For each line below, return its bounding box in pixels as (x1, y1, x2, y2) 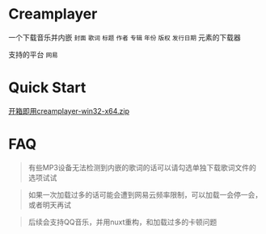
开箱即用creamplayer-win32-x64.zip (8, 106, 130, 115)
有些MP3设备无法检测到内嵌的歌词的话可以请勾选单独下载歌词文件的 (27, 162, 257, 172)
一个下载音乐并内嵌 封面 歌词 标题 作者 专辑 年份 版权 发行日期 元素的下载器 (8, 32, 241, 42)
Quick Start (8, 78, 87, 97)
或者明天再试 (27, 199, 71, 210)
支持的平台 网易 (8, 49, 58, 59)
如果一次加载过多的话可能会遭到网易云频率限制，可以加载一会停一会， (27, 190, 263, 199)
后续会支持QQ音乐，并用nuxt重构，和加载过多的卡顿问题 (27, 217, 217, 227)
